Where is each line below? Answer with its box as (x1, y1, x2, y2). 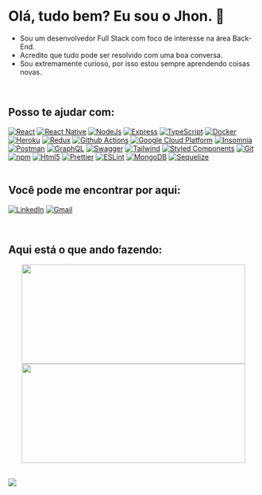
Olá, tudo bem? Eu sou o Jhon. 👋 (8, 7, 225, 25)
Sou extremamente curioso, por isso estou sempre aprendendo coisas (19, 59, 250, 68)
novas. (19, 67, 42, 76)
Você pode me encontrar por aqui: (8, 184, 181, 197)
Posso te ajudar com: (8, 106, 115, 119)
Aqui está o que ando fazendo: (8, 242, 163, 257)
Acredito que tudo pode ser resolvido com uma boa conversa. (19, 50, 223, 60)
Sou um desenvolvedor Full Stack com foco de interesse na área (19, 33, 231, 43)
